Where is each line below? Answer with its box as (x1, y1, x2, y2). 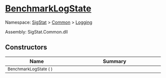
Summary (103, 58, 126, 65)
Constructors (5, 43, 47, 52)
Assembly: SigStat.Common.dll (5, 29, 68, 35)
